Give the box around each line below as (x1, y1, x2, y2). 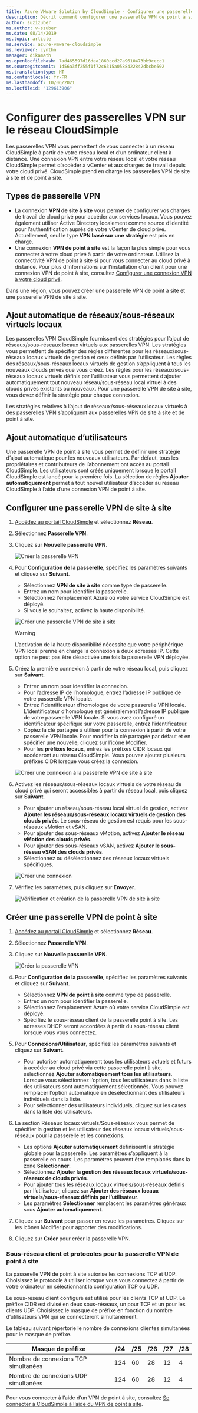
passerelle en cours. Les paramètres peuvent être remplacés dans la (23, 1156, 190, 1163)
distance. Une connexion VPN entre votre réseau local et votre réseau (6, 155, 176, 162)
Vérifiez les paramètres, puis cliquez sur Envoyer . (14, 884, 136, 891)
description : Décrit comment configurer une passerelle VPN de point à (6, 14, 186, 20)
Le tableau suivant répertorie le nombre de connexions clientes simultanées (6, 1325, 190, 1332)
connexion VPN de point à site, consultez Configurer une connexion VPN (14, 269, 192, 276)
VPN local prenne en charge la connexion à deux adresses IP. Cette (14, 648, 179, 655)
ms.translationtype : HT (6, 69, 65, 75)
